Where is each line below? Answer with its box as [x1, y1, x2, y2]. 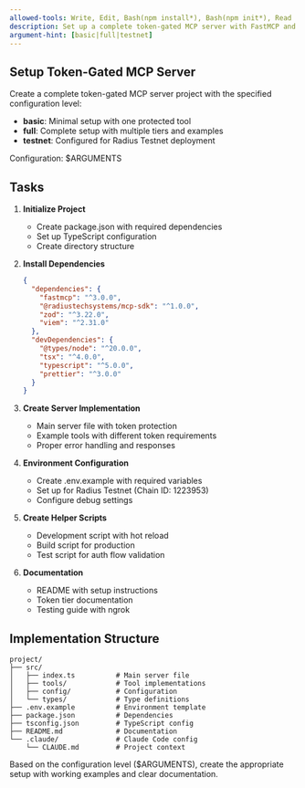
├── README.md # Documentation [9, 727, 178, 736]
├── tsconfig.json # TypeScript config [9, 719, 195, 729]
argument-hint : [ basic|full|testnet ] [9, 30, 153, 39]
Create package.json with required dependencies [36, 221, 223, 232]
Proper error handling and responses [36, 440, 176, 451]
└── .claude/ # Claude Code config [9, 735, 198, 744]
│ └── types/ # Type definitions [9, 695, 190, 704]
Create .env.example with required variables [36, 476, 203, 487]
